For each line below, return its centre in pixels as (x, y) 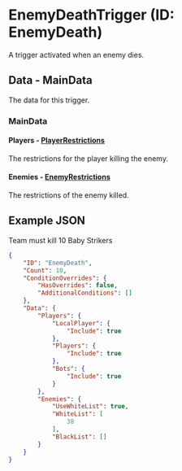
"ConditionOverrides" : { (65, 278)
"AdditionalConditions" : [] (85, 293)
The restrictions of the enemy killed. (69, 195)
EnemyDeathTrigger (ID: (91, 15)
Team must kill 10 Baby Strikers (61, 240)
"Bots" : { (68, 369)
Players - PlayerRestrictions (57, 141)
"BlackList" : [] (79, 437)
